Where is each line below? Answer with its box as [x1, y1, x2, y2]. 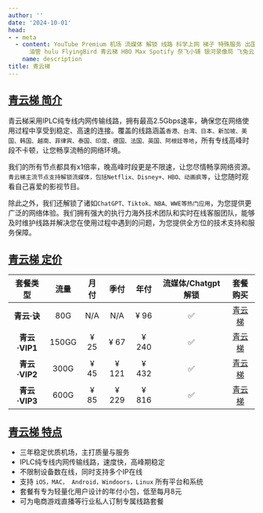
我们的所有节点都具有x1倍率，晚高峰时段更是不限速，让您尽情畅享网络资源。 [8, 162, 255, 171]
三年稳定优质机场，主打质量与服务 [19, 448, 130, 457]
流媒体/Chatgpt [162, 278, 221, 289]
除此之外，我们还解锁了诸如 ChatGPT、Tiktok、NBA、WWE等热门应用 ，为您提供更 [8, 198, 252, 208]
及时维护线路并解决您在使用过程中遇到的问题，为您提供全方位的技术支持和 [8, 217, 248, 227]
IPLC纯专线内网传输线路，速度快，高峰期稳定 [19, 457, 166, 467]
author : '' [8, 11, 44, 20]
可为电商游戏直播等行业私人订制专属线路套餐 [19, 497, 164, 506]
